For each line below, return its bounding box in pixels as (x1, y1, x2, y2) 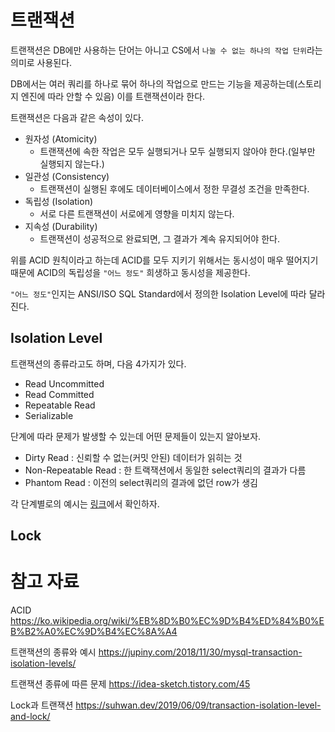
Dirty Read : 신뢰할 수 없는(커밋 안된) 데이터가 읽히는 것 (24, 451, 243, 463)
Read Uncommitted (24, 377, 105, 390)
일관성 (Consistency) (24, 170, 110, 182)
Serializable (24, 409, 74, 421)
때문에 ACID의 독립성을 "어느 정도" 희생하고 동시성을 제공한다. (10, 266, 251, 278)
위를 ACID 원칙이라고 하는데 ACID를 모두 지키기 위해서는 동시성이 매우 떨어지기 (10, 254, 319, 266)
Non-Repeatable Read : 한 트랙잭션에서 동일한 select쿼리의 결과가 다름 (24, 464, 307, 476)
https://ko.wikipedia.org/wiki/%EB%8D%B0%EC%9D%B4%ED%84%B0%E (10, 615, 325, 627)
